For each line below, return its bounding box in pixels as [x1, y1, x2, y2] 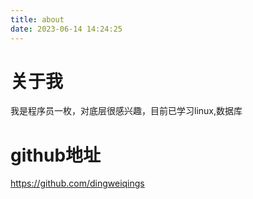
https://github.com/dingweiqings [10, 177, 145, 190]
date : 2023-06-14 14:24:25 [10, 24, 123, 34]
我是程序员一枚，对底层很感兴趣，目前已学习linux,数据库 [10, 105, 243, 117]
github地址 [10, 144, 102, 166]
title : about [10, 14, 65, 25]
